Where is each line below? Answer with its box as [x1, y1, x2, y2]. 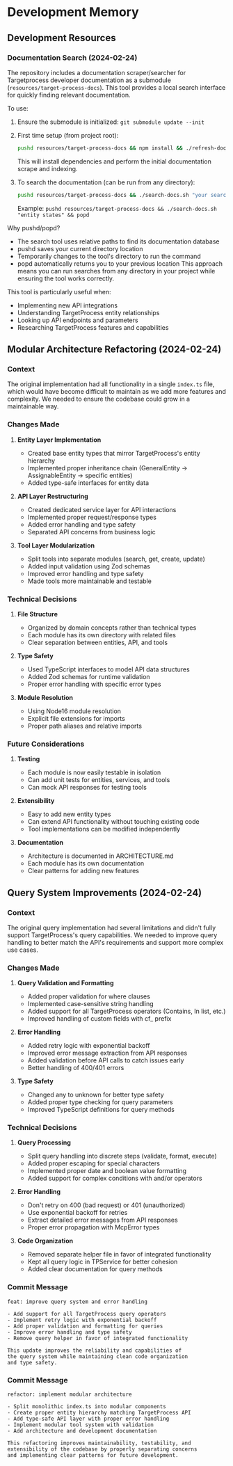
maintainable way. [7, 402, 59, 411]
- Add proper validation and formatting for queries [7, 1323, 163, 1330]
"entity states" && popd [17, 212, 90, 218]
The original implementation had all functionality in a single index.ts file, [7, 380, 215, 388]
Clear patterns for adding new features [27, 867, 139, 875]
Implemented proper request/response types [27, 513, 156, 521]
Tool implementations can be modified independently [27, 825, 181, 834]
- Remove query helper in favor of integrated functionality [7, 1334, 188, 1341]
